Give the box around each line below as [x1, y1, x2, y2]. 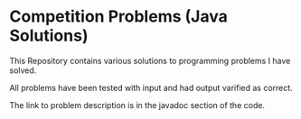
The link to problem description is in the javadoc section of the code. [9, 99, 265, 110]
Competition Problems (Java [9, 6, 228, 27]
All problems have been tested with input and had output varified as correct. [9, 82, 294, 93]
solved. [9, 65, 37, 76]
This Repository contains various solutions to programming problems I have [9, 55, 291, 66]
